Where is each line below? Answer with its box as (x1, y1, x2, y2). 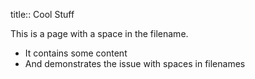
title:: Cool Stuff (10, 9, 75, 20)
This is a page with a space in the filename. (10, 28, 189, 39)
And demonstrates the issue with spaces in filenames (24, 58, 246, 69)
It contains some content (24, 47, 128, 59)
